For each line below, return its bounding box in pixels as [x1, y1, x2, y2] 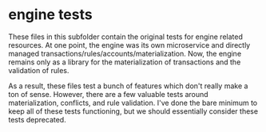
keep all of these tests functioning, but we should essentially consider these [8, 106, 258, 116]
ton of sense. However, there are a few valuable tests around [8, 89, 209, 99]
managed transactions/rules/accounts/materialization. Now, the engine [8, 49, 242, 58]
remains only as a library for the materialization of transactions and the [8, 57, 241, 67]
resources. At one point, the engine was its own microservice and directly [8, 40, 251, 49]
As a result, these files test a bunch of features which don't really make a [8, 81, 248, 91]
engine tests [8, 6, 93, 24]
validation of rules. [8, 65, 69, 75]
